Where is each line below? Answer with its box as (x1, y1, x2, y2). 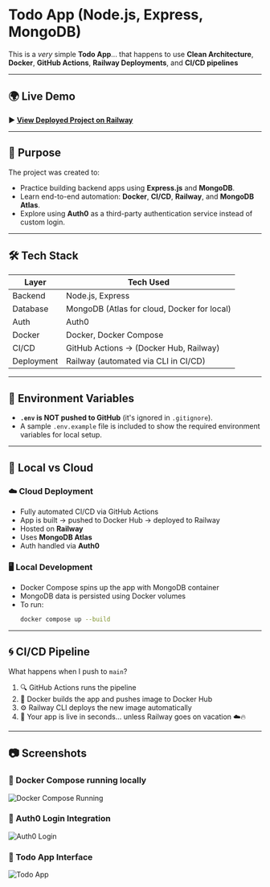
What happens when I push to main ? (8, 666, 128, 676)
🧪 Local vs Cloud (8, 461, 94, 474)
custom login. (19, 217, 66, 227)
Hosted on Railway (19, 524, 84, 533)
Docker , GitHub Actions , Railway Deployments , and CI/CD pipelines (8, 58, 239, 68)
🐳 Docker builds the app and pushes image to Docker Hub (19, 694, 213, 704)
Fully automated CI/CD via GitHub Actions (19, 507, 159, 516)
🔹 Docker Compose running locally (8, 774, 147, 786)
